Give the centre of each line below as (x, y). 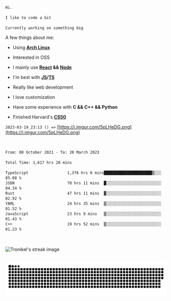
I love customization (34, 97)
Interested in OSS (31, 57)
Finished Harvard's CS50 (39, 117)
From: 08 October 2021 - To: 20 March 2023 (52, 152)
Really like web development (43, 87)
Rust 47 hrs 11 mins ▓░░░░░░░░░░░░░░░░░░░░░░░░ (83, 193)
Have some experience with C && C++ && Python (65, 107)
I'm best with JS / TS (34, 77)
